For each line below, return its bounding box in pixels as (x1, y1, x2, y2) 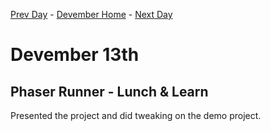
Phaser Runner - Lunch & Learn (10, 83, 209, 100)
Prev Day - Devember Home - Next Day (10, 9, 173, 20)
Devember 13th (10, 44, 140, 66)
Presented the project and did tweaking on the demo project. (10, 110, 262, 121)
